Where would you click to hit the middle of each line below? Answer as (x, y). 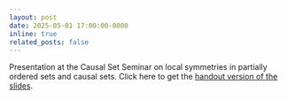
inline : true (33, 34)
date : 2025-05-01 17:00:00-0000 (69, 26)
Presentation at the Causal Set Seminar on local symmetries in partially (138, 67)
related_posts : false (49, 42)
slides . (21, 86)
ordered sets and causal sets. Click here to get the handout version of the (143, 77)
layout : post (33, 17)
